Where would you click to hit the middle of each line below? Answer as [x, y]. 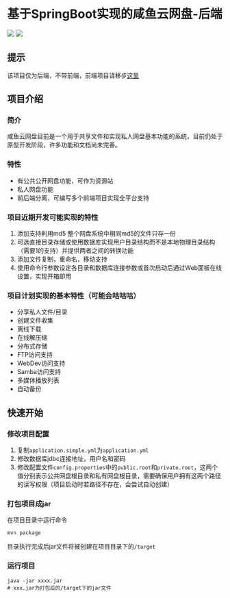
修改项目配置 [28, 434]
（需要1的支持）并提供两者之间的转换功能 [75, 251]
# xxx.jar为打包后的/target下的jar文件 [59, 588]
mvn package [24, 533]
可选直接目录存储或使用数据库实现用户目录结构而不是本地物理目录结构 [116, 242]
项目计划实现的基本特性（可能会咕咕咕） [74, 295]
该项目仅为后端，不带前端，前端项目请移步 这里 [73, 75]
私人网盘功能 [35, 189]
